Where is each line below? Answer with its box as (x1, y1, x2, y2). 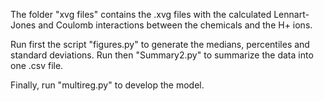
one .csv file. (10, 60, 64, 71)
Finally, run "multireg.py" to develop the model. (10, 79, 205, 91)
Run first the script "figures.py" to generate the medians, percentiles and (10, 39, 310, 50)
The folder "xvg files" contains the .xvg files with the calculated (10, 9, 272, 20)
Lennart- (273, 9, 310, 20)
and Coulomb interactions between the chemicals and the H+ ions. (38, 19, 313, 31)
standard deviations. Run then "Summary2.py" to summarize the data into (10, 49, 314, 61)
